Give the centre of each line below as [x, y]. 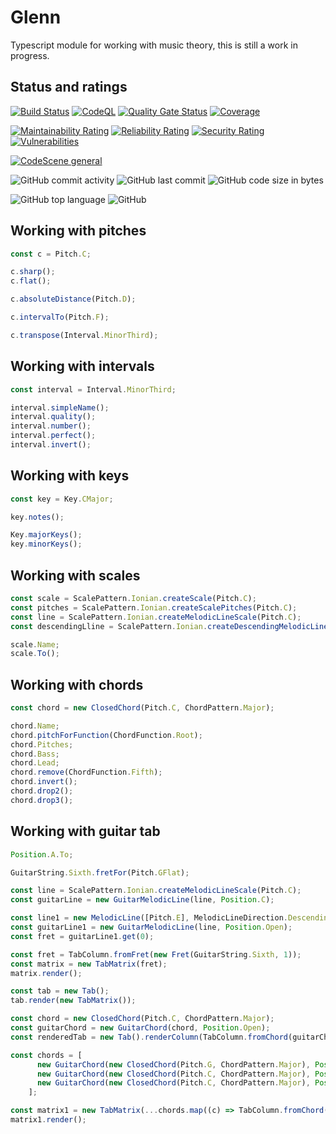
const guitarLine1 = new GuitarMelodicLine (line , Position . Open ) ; [151, 927]
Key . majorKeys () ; [46, 535]
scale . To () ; [35, 654]
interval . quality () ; [53, 417]
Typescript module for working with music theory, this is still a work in [154, 45]
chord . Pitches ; [42, 744]
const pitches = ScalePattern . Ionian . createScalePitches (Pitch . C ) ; [154, 607]
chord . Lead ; [35, 763]
